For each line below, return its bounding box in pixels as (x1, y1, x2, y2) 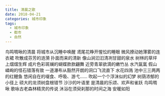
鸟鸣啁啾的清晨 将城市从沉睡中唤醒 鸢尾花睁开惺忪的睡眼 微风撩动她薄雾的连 (5, 49, 161, 55)
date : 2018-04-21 (5, 12, 41, 17)
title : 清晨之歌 (5, 7, 36, 12)
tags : (5, 21, 16, 26)
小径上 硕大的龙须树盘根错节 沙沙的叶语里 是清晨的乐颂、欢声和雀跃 (5, 79, 143, 85)
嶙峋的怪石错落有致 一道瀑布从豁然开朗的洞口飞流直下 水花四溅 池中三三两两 (5, 67, 161, 73)
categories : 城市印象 (5, 16, 47, 21)
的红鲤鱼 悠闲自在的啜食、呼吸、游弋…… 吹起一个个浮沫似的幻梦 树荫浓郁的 (5, 73, 160, 79)
